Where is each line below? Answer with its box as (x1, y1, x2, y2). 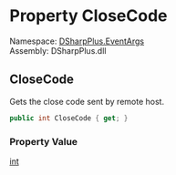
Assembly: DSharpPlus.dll (9, 45, 107, 56)
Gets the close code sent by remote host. (9, 96, 165, 107)
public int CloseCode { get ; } (9, 113, 129, 123)
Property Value (9, 135, 78, 148)
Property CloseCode (9, 5, 168, 26)
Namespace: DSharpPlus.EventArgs (9, 36, 144, 46)
